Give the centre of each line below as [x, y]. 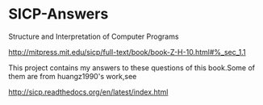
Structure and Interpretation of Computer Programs [94, 36]
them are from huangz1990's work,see [73, 76]
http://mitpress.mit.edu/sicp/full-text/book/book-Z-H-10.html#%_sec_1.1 [127, 52]
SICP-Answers [58, 14]
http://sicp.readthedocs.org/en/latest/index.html [88, 92]
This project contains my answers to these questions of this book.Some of [132, 67]
